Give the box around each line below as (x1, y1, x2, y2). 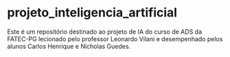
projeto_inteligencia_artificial (7, 5, 177, 21)
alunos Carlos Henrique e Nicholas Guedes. (7, 42, 131, 50)
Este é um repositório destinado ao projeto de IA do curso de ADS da (7, 27, 203, 36)
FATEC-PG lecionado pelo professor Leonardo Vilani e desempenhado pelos (7, 34, 223, 43)
